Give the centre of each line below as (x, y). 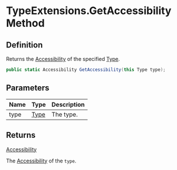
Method (25, 23)
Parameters (28, 88)
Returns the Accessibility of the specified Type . (63, 59)
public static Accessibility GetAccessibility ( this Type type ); (86, 70)
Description (68, 104)
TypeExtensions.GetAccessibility (89, 11)
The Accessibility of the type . (41, 161)
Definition (24, 45)
